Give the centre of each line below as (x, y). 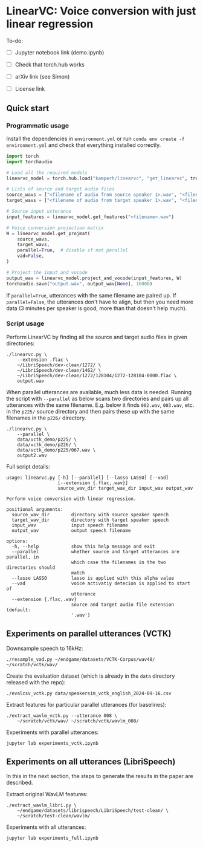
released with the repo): (36, 682)
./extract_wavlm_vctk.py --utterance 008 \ (62, 716)
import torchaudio (29, 161)
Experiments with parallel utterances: (53, 732)
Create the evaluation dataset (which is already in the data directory (91, 676)
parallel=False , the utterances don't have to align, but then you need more (100, 302)
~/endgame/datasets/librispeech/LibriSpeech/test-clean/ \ (93, 811)
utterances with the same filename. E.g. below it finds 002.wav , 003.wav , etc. (100, 405)
